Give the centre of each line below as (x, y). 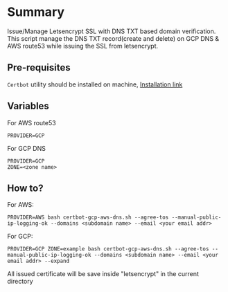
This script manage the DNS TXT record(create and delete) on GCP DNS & (113, 38)
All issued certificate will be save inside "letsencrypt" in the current (103, 274)
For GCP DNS (27, 148)
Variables (28, 106)
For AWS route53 (32, 122)
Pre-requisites (39, 67)
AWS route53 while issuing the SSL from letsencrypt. (82, 46)
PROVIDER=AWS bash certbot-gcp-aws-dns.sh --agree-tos (88, 218)
